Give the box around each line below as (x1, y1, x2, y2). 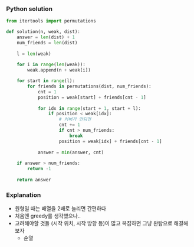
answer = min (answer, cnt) (37, 149, 104, 155)
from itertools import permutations (6, 18, 96, 24)
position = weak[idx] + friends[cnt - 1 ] (58, 138, 162, 144)
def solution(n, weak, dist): (6, 29, 81, 35)
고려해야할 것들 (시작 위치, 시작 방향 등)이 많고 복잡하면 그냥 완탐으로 (14, 220, 173, 227)
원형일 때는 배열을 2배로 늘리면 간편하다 (14, 205, 106, 212)
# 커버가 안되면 (58, 116, 91, 122)
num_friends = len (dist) (17, 40, 78, 45)
